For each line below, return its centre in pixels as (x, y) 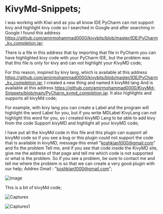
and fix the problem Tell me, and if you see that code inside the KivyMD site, (81, 148)
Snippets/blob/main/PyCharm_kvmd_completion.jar (56, 93)
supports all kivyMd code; (31, 98)
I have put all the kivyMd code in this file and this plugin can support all (76, 132)
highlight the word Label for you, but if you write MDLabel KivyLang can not (81, 112)
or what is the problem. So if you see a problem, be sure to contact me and (80, 158)
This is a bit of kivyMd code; (33, 187)
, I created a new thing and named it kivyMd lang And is (97, 82)
